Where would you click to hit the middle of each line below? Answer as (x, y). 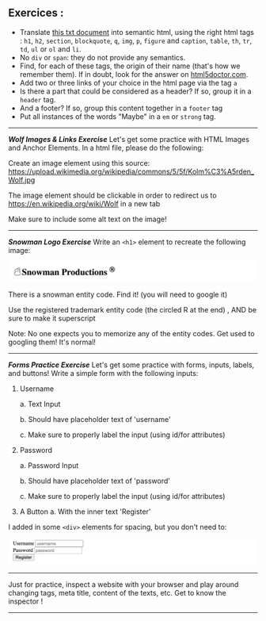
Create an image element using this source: (79, 163)
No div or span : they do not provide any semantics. (103, 57)
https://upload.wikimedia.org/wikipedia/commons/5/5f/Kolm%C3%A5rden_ (131, 171)
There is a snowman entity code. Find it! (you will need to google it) (118, 294)
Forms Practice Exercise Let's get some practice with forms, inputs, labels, (131, 365)
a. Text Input (40, 404)
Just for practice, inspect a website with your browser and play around (123, 585)
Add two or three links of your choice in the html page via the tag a (128, 82)
